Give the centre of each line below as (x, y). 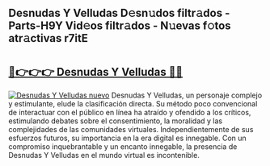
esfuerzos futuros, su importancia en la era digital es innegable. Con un (127, 138)
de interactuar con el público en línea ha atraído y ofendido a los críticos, (130, 112)
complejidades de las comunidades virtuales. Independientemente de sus (131, 129)
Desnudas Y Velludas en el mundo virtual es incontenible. (104, 155)
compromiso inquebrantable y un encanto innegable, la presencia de (123, 147)
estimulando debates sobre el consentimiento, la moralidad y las (116, 121)
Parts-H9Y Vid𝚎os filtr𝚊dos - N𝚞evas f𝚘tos (120, 26)
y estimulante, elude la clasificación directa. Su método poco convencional (133, 104)
